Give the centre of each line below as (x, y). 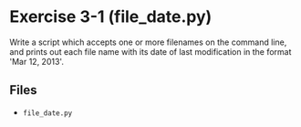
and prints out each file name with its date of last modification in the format (150, 51)
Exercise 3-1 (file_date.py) (111, 17)
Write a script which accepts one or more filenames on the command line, (148, 42)
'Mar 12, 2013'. (36, 61)
